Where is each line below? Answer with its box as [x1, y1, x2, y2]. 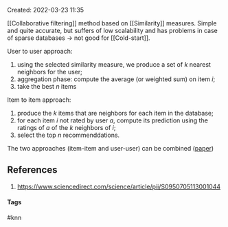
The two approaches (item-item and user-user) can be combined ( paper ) [7, 144, 214, 152]
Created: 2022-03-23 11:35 [7, 6, 84, 14]
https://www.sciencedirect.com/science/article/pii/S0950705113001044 [16, 182, 221, 191]
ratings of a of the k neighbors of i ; [16, 124, 116, 131]
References [7, 164, 58, 176]
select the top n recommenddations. [16, 131, 120, 139]
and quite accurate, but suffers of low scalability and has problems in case [7, 27, 218, 34]
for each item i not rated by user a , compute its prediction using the [16, 116, 208, 125]
